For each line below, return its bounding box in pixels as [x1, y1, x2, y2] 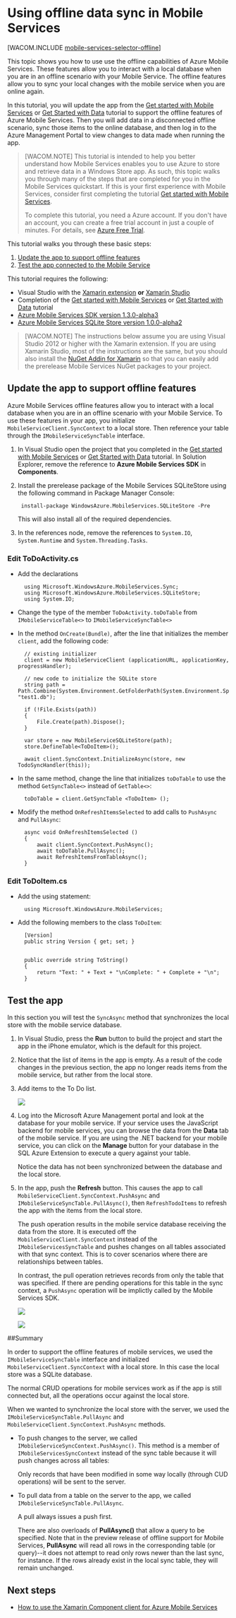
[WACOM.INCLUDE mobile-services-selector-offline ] [7, 43, 161, 52]
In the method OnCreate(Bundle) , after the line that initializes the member [17, 629, 229, 638]
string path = [24, 681, 66, 688]
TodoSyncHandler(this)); [17, 762, 91, 769]
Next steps [7, 1584, 56, 1596]
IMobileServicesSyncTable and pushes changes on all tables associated [17, 1243, 226, 1251]
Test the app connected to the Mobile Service [17, 260, 151, 269]
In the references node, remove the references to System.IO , [17, 528, 192, 537]
